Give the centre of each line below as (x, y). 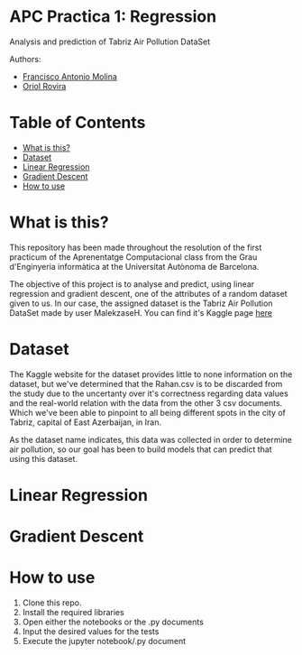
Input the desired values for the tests (91, 632)
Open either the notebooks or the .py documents (113, 622)
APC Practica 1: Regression (113, 17)
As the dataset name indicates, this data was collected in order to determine (151, 439)
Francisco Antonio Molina (69, 76)
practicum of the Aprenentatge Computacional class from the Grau (133, 257)
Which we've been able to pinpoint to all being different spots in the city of (148, 412)
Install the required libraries (73, 613)
